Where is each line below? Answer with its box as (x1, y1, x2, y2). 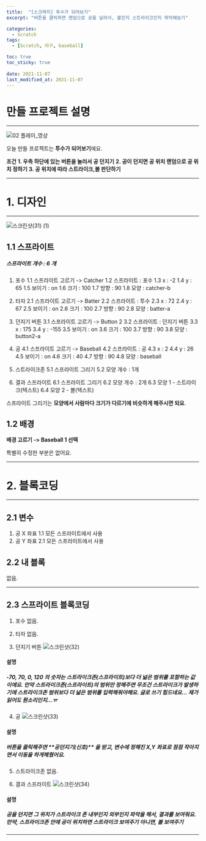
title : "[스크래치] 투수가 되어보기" (6, 9, 91, 15)
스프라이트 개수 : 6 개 (6, 260, 57, 267)
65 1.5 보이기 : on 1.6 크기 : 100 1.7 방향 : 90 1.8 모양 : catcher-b (15, 284, 171, 291)
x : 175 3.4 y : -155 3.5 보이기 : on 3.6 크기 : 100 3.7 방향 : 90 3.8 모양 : (15, 325, 188, 333)
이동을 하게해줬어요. (17, 750, 65, 758)
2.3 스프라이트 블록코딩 (6, 600, 90, 610)
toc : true (6, 54, 32, 60)
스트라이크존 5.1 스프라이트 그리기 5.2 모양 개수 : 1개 (15, 365, 139, 373)
